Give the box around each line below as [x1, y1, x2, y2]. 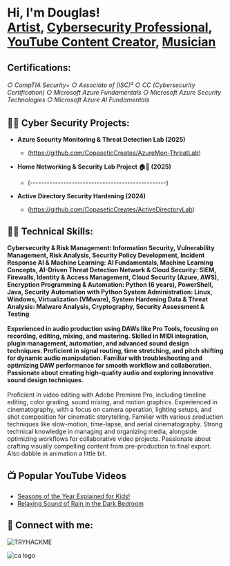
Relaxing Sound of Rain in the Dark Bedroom [17, 499, 144, 507]
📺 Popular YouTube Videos [7, 470, 126, 482]
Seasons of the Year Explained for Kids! [17, 492, 131, 500]
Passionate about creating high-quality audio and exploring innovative [7, 368, 214, 377]
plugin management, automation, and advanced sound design [7, 339, 189, 348]
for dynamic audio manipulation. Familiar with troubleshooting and [7, 354, 202, 362]
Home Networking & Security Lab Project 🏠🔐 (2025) [17, 162, 171, 171]
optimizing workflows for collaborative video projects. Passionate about [7, 435, 211, 443]
